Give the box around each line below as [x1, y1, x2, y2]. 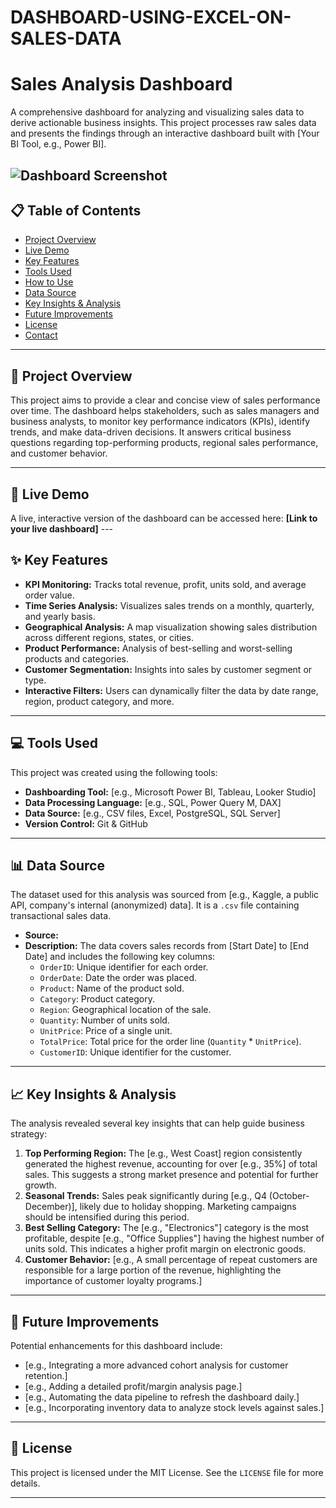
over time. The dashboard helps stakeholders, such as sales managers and [10, 405, 320, 417]
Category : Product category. [39, 993, 155, 1005]
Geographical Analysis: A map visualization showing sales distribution [24, 621, 318, 633]
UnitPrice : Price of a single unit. [39, 1025, 173, 1037]
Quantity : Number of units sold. [39, 1014, 170, 1026]
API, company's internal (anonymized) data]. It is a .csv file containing [10, 899, 300, 911]
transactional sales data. [10, 910, 112, 922]
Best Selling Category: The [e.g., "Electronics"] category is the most [24, 1222, 310, 1234]
